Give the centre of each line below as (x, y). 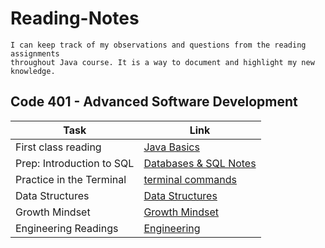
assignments (35, 53)
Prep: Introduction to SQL (75, 163)
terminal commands (190, 179)
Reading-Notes (75, 18)
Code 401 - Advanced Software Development (154, 102)
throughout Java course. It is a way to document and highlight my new (162, 62)
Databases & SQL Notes (200, 163)
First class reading (58, 147)
